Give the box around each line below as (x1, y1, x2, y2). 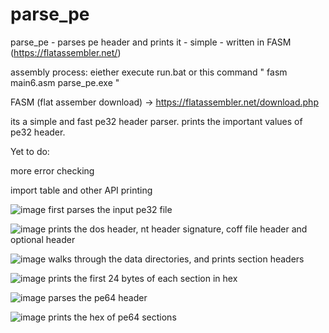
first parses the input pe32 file (48, 203, 173, 215)
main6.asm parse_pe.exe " (10, 76, 120, 88)
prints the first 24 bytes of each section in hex (48, 272, 238, 284)
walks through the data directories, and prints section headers (48, 253, 305, 265)
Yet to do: (10, 145, 50, 157)
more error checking (10, 164, 95, 177)
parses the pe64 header (48, 291, 148, 303)
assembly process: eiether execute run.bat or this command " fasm (10, 66, 288, 78)
